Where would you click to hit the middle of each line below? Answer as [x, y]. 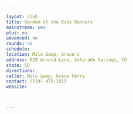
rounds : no [19, 44]
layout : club [22, 16]
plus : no [17, 33]
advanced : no [22, 38]
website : [17, 87]
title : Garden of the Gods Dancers [50, 22]
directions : [21, 70]
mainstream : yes [26, 27]
